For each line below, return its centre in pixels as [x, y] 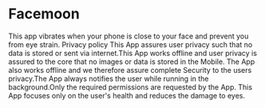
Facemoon [44, 14]
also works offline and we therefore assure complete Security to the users [130, 70]
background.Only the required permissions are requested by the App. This [131, 87]
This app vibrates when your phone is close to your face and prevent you [129, 36]
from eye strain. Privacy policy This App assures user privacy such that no [131, 44]
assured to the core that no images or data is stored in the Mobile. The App [132, 62]
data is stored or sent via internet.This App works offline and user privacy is [133, 53]
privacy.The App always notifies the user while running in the [109, 78]
